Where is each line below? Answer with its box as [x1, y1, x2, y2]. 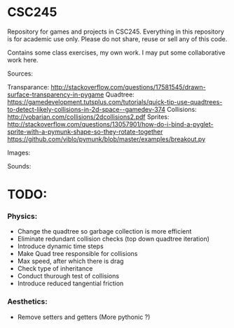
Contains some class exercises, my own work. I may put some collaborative [7, 48, 226, 57]
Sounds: [7, 162, 32, 170]
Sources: [7, 69, 34, 78]
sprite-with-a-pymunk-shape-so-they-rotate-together [7, 127, 163, 136]
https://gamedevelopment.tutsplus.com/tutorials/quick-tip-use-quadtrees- [7, 97, 223, 106]
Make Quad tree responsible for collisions [17, 250, 138, 258]
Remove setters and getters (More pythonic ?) [17, 313, 151, 321]
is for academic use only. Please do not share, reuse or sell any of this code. [7, 34, 228, 43]
